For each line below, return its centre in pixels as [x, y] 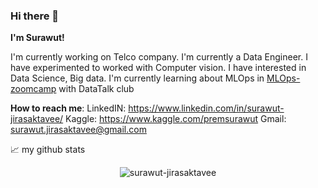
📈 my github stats [48, 150]
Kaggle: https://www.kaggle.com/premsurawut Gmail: [176, 119]
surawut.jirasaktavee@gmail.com [78, 130]
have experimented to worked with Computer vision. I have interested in [158, 68]
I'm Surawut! [37, 38]
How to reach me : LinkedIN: [68, 108]
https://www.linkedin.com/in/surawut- [206, 108]
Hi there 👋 [35, 16]
